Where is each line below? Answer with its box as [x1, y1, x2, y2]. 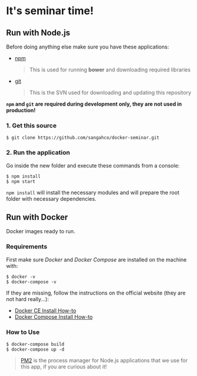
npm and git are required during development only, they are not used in [6, 100, 182, 107]
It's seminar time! [6, 4, 94, 18]
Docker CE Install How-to [14, 307, 77, 314]
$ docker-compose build [6, 341, 65, 347]
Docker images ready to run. [6, 228, 75, 235]
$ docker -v [6, 273, 35, 280]
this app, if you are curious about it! [20, 363, 107, 370]
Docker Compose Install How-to [14, 313, 93, 320]
